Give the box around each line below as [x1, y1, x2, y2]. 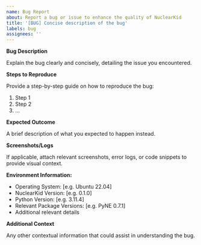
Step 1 [14, 94, 31, 101]
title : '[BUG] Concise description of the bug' [6, 20, 128, 26]
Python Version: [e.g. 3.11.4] [14, 196, 84, 203]
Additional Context [6, 220, 55, 228]
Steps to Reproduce [6, 71, 57, 78]
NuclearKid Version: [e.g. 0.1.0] [14, 190, 92, 197]
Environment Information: [6, 172, 72, 179]
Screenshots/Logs [6, 142, 54, 149]
